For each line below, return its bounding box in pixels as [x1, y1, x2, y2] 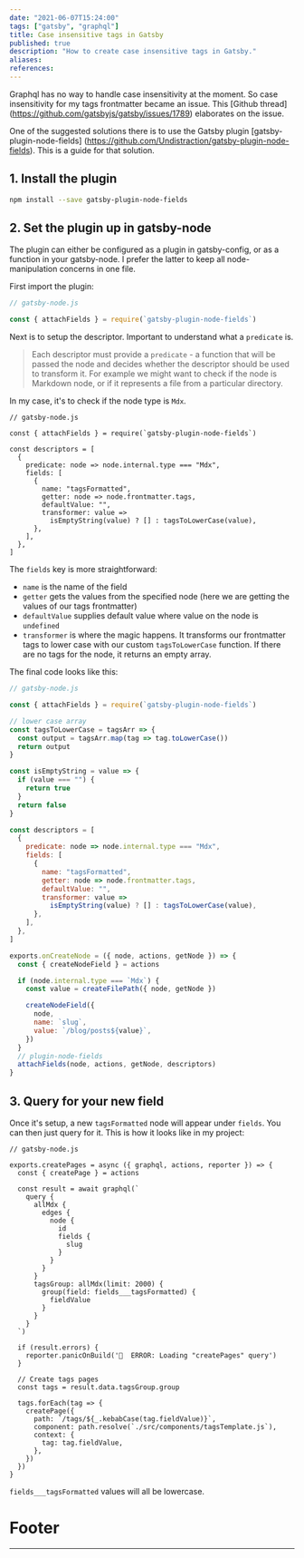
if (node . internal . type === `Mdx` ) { [17, 976, 160, 985]
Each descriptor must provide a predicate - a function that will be [31, 349, 276, 360]
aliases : [9, 55, 43, 64]
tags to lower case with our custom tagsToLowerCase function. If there [22, 639, 281, 650]
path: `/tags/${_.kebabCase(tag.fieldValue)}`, [33, 1414, 217, 1424]
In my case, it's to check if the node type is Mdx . [9, 395, 187, 406]
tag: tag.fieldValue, [42, 1438, 124, 1447]
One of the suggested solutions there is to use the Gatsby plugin [9, 125, 250, 136]
